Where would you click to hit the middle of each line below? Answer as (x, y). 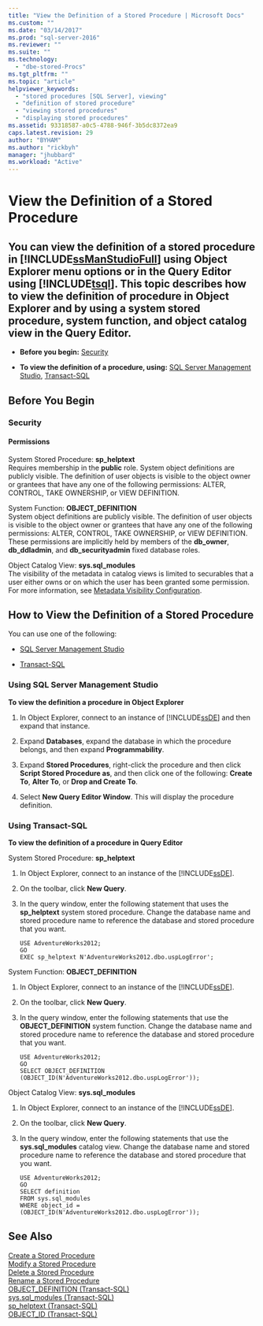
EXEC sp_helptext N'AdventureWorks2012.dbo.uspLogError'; (117, 957)
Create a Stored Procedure (52, 1255)
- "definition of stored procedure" (75, 103)
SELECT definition (50, 1192)
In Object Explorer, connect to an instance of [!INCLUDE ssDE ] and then (135, 717)
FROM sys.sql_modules (55, 1199)
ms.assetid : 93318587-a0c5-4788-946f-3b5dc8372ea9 (93, 125)
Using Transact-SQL (48, 825)
